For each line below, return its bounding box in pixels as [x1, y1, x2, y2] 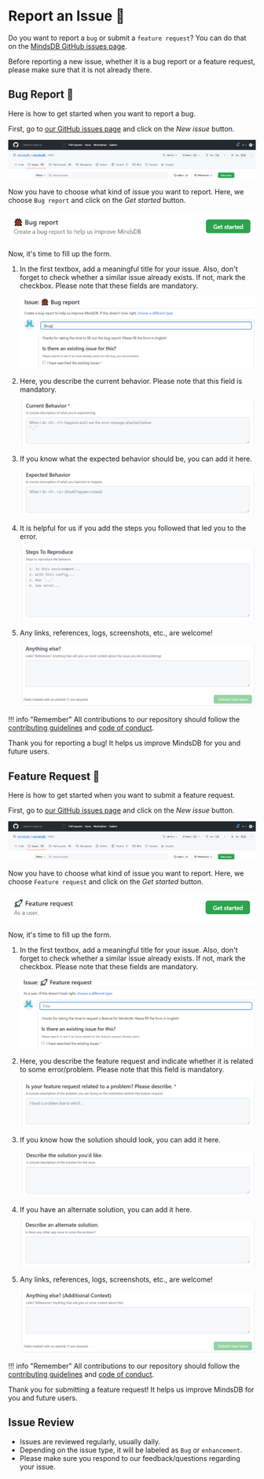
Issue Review [8, 1416, 75, 1429]
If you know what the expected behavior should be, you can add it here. [19, 454, 253, 463]
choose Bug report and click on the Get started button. [8, 195, 186, 205]
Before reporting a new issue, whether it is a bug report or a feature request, [8, 57, 255, 66]
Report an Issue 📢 [8, 7, 126, 25]
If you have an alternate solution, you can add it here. [19, 1204, 192, 1214]
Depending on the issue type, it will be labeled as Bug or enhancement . [19, 1445, 243, 1455]
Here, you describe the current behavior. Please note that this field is [19, 377, 243, 386]
